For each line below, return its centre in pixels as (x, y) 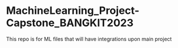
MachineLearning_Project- (73, 11)
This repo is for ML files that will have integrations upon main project (89, 39)
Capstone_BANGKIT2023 (70, 23)
